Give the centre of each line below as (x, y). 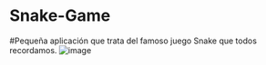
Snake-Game (60, 16)
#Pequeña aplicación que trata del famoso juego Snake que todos (133, 41)
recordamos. (33, 50)
